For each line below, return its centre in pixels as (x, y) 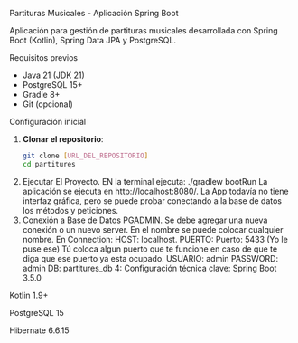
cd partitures (49, 164)
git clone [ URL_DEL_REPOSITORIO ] (85, 156)
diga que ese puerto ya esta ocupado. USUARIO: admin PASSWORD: (150, 258)
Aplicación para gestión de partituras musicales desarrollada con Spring (144, 30)
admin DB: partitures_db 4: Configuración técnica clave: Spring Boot (149, 268)
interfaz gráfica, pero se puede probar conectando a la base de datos (152, 200)
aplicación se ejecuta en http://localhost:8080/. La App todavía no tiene (155, 191)
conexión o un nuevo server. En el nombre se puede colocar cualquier (153, 229)
